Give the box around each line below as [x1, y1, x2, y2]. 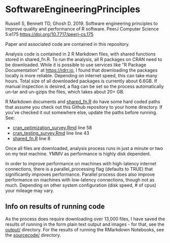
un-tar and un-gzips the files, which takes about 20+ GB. [5, 88, 124, 95]
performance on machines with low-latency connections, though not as [5, 176, 155, 183]
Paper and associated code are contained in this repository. [5, 41, 130, 47]
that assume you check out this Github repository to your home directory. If [5, 104, 163, 110]
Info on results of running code [5, 202, 105, 211]
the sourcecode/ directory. [5, 232, 61, 238]
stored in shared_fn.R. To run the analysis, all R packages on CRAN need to [5, 56, 162, 62]
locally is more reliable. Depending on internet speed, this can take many [5, 72, 157, 78]
